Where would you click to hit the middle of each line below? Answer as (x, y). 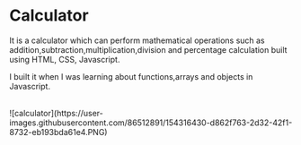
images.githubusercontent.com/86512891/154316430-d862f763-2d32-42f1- (151, 123)
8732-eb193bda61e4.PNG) (58, 132)
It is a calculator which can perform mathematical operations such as (137, 40)
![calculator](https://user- (56, 113)
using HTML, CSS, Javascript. (65, 59)
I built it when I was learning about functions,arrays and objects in (131, 76)
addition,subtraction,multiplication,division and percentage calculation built (148, 49)
